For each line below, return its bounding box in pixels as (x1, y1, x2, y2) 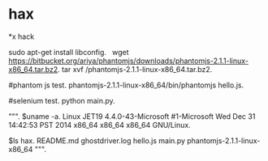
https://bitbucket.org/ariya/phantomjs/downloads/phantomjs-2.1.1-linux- (8, 56, 249, 66)
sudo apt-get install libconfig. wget (8, 47, 129, 57)
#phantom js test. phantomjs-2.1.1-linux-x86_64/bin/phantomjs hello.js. (8, 80, 244, 90)
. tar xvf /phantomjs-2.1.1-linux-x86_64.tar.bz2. (57, 64, 213, 74)
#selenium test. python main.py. (8, 95, 115, 105)
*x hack (8, 32, 35, 41)
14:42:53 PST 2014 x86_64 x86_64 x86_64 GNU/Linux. (8, 120, 191, 129)
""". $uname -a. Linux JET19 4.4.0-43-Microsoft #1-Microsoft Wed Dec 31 (8, 111, 256, 121)
